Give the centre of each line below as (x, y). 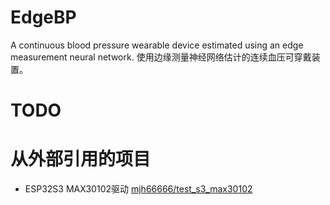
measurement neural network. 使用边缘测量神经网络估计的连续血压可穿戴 (161, 57)
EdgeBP (43, 17)
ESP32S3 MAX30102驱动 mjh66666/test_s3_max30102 (138, 189)
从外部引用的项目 (81, 159)
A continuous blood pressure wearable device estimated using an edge (157, 45)
